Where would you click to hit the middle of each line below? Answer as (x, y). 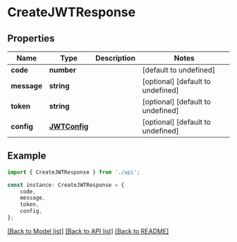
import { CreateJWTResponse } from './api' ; (74, 172)
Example (27, 156)
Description (115, 58)
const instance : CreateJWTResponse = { (66, 185)
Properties (31, 38)
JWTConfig (69, 126)
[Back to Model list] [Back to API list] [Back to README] (88, 231)
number (62, 70)
